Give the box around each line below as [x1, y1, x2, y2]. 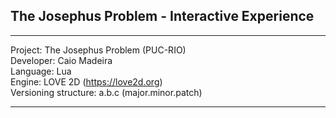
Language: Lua [10, 65, 72, 77]
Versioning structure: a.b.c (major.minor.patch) [10, 86, 203, 98]
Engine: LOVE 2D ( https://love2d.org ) [10, 75, 163, 88]
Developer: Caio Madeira [10, 54, 113, 66]
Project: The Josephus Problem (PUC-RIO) [10, 44, 187, 56]
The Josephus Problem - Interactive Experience [10, 8, 315, 25]
